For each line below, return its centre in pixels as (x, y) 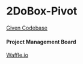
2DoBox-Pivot (42, 11)
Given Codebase (27, 28)
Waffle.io (17, 55)
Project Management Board (41, 42)
